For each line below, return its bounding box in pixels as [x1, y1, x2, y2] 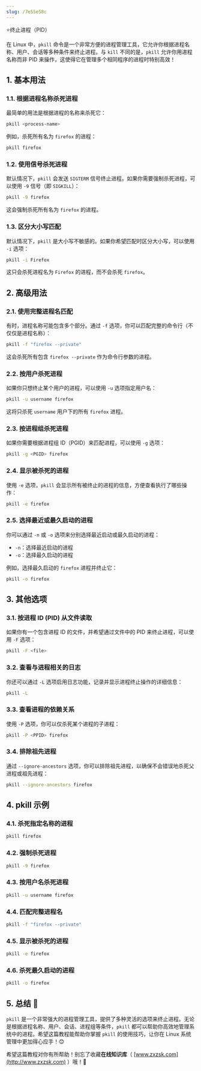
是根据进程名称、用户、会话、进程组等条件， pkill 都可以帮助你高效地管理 [6, 1022, 190, 1030]
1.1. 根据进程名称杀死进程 [6, 94, 78, 103]
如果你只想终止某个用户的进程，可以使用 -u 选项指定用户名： [6, 384, 157, 392]
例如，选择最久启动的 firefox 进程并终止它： [6, 564, 118, 571]
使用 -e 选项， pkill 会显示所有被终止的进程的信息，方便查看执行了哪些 [6, 481, 182, 488]
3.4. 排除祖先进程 [6, 747, 57, 756]
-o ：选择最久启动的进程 [14, 551, 74, 559]
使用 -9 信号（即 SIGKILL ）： [11, 183, 80, 190]
